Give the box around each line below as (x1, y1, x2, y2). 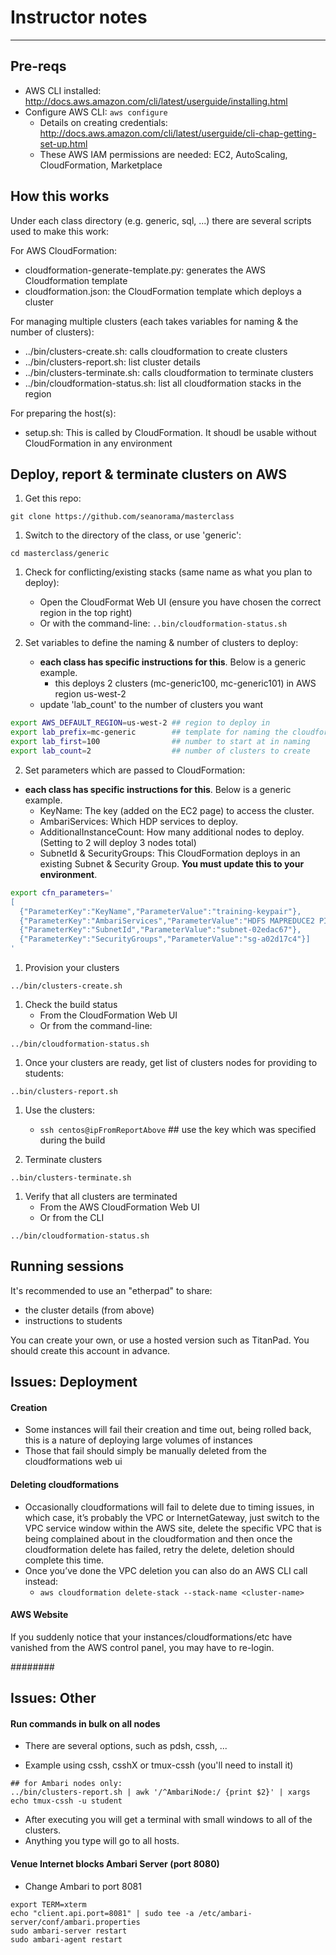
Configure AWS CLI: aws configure (24, 106, 168, 118)
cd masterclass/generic (10, 549, 110, 559)
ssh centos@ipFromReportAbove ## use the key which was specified (39, 1124, 317, 1135)
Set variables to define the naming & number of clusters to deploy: (24, 637, 299, 649)
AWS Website (10, 1609, 69, 1621)
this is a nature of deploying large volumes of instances (24, 1434, 253, 1446)
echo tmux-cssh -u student (10, 1796, 123, 1806)
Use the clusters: (24, 1104, 96, 1116)
